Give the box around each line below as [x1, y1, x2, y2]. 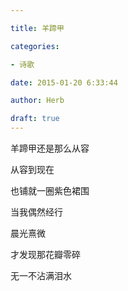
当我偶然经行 [10, 206, 63, 218]
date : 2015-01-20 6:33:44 [10, 77, 118, 88]
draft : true [10, 114, 60, 124]
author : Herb [10, 96, 65, 106]
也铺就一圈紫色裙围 [10, 185, 90, 196]
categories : [10, 41, 60, 51]
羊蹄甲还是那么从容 [10, 142, 90, 154]
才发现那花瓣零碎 [10, 249, 81, 260]
